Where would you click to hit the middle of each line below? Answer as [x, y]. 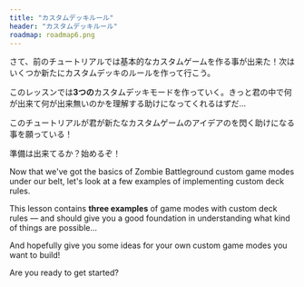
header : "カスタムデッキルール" [64, 26]
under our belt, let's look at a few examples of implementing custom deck [147, 182]
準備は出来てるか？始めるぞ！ [65, 153]
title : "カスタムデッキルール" [62, 18]
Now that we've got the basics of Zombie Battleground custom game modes [152, 172]
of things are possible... [54, 228]
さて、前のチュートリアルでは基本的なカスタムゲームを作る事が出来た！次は [152, 62]
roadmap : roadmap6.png [52, 35]
